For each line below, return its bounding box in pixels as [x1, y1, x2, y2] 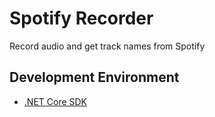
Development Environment [9, 69, 180, 86]
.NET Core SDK [23, 95, 88, 107]
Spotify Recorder [9, 7, 154, 30]
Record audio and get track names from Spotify [9, 40, 206, 52]
